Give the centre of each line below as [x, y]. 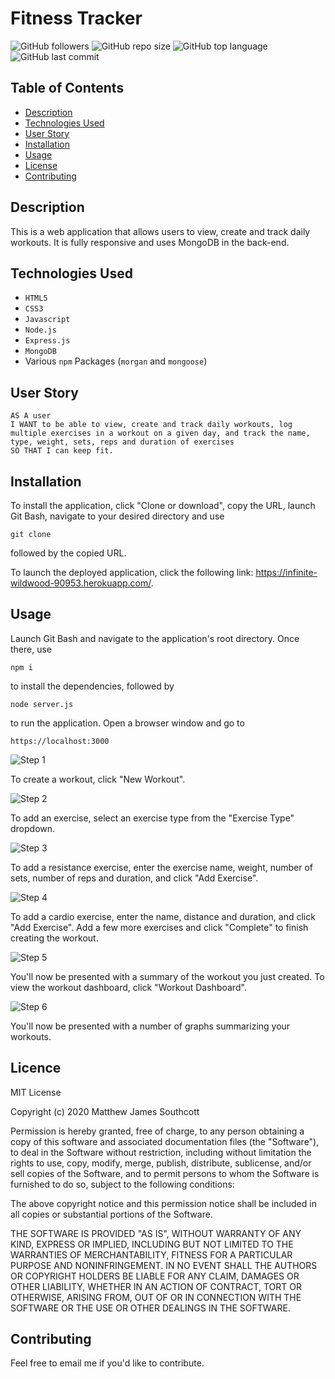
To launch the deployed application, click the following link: [132, 572]
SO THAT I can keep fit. [62, 451]
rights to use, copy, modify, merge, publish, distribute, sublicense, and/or [161, 1163]
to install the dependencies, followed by [92, 686]
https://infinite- [286, 572]
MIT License [36, 1092]
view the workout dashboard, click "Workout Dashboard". [128, 987]
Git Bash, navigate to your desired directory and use [117, 516]
